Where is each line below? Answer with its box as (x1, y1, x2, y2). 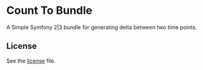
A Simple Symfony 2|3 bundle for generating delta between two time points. (6, 24, 198, 31)
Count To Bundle (6, 4, 93, 17)
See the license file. (6, 57, 56, 64)
